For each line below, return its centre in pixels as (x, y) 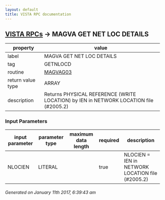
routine (16, 72)
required (109, 140)
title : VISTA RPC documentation (38, 14)
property (24, 48)
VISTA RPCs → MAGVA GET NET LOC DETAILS (77, 34)
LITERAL (48, 167)
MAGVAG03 (58, 72)
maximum (81, 134)
